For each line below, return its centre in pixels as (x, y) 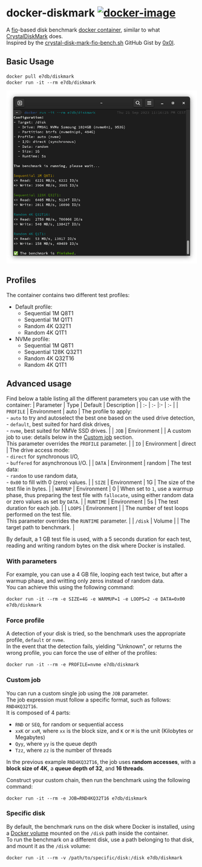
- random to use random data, (42, 475)
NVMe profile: (32, 339)
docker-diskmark (51, 13)
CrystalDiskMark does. (35, 36)
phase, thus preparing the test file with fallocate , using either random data (100, 495)
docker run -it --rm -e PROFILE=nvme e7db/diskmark (73, 665)
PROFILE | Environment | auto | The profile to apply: (69, 411)
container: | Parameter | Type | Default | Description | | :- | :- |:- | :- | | (92, 405)
